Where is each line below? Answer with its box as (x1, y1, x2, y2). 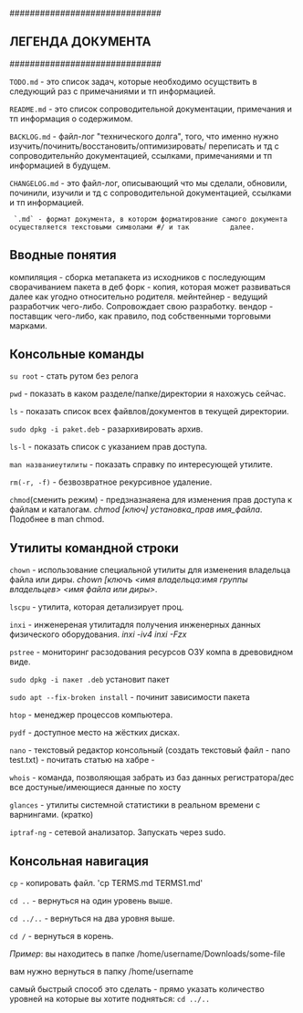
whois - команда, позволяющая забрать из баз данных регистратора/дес (9, 772, 295, 783)
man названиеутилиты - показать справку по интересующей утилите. (9, 459, 274, 470)
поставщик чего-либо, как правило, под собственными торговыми (9, 310, 272, 321)
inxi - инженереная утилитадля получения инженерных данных (9, 620, 262, 631)
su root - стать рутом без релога (9, 371, 139, 381)
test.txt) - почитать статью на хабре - (9, 755, 155, 766)
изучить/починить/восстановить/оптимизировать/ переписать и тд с (9, 141, 280, 151)
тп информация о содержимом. (9, 113, 134, 124)
